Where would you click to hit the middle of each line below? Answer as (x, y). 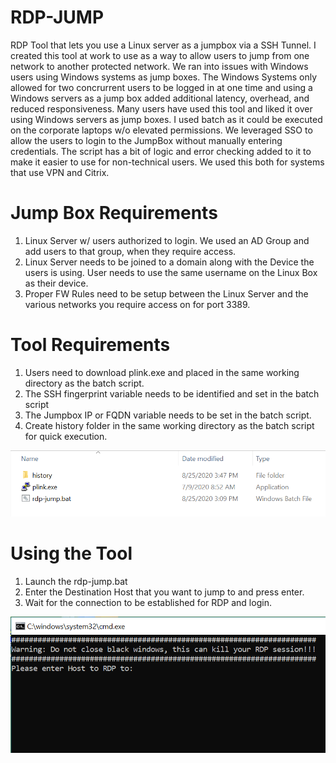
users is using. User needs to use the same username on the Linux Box (171, 272)
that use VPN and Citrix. (60, 172)
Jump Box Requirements (114, 213)
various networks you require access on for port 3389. (137, 304)
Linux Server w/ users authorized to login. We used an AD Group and (167, 240)
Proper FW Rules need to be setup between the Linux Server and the (166, 293)
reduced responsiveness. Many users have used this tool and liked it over (161, 108)
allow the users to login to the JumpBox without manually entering (146, 140)
